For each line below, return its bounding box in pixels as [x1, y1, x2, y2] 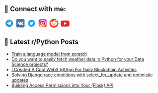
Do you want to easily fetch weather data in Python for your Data [11, 56, 144, 62]
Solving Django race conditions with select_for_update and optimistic [11, 72, 153, 78]
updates [11, 77, 29, 83]
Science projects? [11, 61, 49, 67]
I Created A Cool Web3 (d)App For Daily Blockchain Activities [11, 66, 137, 72]
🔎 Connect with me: [4, 5, 66, 13]
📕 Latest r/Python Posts [4, 38, 79, 46]
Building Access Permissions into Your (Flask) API [11, 82, 114, 88]
